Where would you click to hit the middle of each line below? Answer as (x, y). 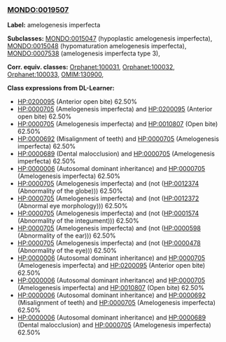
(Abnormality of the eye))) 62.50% (67, 251)
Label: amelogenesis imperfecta (54, 25)
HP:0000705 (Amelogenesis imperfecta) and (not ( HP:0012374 (108, 184)
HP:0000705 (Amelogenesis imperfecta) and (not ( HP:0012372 (108, 198)
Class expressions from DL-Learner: (61, 88)
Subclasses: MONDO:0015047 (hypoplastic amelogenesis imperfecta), (110, 39)
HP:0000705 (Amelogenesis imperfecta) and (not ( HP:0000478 (109, 243)
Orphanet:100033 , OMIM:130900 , (56, 74)
